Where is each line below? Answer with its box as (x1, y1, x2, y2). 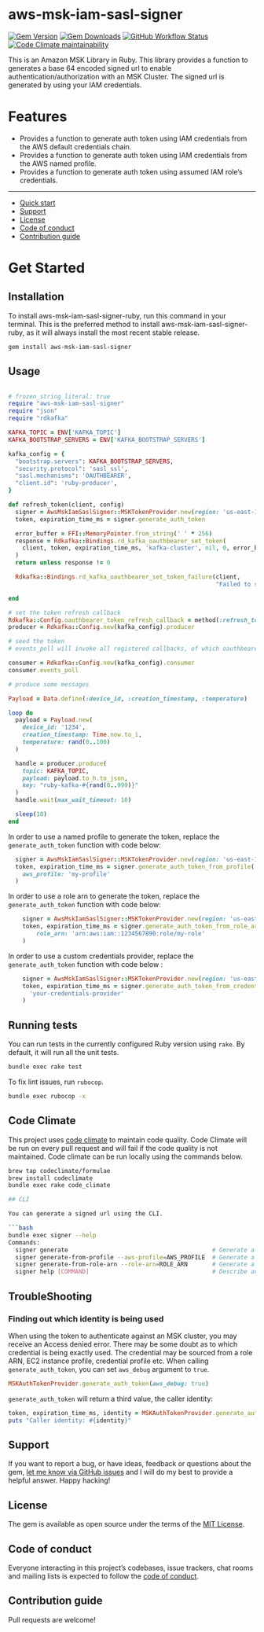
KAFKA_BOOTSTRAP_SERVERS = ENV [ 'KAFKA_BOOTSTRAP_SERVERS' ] (8, 436, 206, 443)
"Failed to (215, 580, 251, 588)
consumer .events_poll (8, 666, 79, 674)
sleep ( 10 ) (15, 810, 47, 818)
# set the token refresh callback (8, 608, 122, 616)
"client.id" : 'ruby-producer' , (15, 480, 118, 487)
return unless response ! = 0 (15, 559, 111, 567)
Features (8, 108, 68, 126)
